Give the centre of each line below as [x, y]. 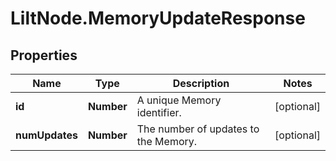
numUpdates [46, 135]
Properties [44, 55]
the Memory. [167, 141]
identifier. [159, 112]
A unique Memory [179, 100]
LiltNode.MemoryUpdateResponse [158, 18]
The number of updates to [198, 129]
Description [201, 83]
